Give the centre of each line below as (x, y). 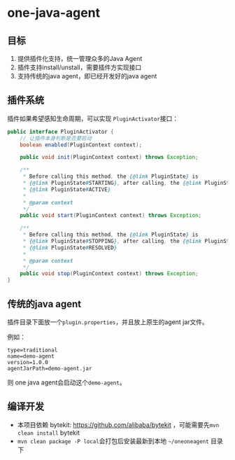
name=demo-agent (31, 356)
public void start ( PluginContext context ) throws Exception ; (111, 216)
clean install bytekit (49, 433)
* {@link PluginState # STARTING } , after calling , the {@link (112, 183)
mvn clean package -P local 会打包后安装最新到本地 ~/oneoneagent (113, 441)
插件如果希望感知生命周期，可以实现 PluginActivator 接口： (93, 118)
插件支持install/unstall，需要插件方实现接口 (79, 67)
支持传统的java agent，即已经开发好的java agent (87, 76)
